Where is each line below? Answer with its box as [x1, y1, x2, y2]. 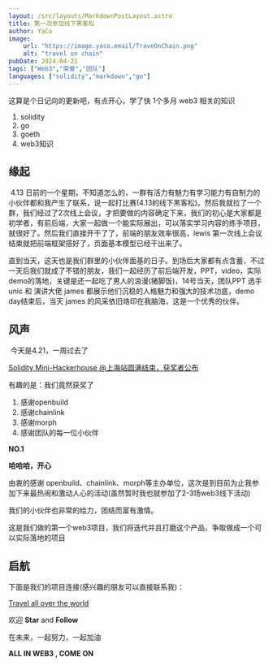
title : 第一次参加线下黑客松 [8, 19, 95, 28]
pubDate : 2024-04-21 [8, 58, 79, 66]
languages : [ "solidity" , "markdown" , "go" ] [8, 72, 151, 80]
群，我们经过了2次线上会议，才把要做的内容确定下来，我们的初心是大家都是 [8, 208, 262, 218]
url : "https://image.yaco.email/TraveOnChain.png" [23, 42, 198, 50]
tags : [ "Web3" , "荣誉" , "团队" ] [8, 65, 106, 73]
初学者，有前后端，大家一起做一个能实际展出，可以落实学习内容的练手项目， [8, 218, 265, 228]
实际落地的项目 [15, 533, 66, 543]
